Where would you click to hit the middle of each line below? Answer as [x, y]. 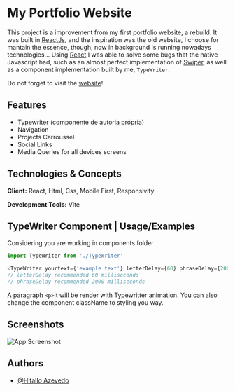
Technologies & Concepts [65, 174]
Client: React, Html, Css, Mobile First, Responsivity [81, 191]
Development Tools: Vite [44, 204]
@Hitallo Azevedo [43, 380]
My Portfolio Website [70, 13]
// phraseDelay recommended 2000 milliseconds [76, 282]
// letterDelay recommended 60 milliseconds [73, 275]
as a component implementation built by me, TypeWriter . [88, 69]
